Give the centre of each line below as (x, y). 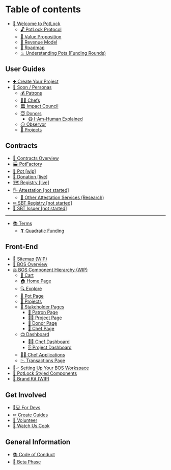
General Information (38, 442)
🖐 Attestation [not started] (41, 190)
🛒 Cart (27, 275)
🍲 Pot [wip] (24, 171)
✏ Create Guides (30, 415)
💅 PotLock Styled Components (45, 373)
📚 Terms (22, 223)
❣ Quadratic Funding (42, 231)
